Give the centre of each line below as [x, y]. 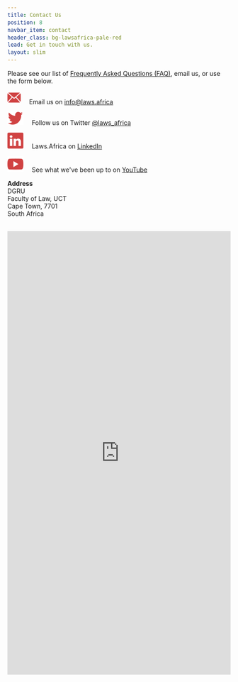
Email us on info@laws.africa [71, 102]
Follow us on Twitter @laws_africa [81, 123]
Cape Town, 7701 [33, 206]
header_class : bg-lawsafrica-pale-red [64, 38]
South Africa [26, 214]
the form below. [30, 81]
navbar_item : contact [39, 30]
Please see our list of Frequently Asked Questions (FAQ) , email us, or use [114, 73]
